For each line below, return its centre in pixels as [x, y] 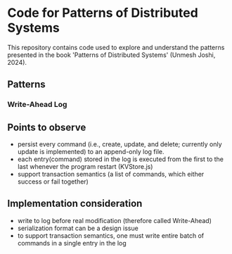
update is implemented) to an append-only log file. [91, 152]
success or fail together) [53, 182]
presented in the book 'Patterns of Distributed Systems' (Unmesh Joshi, [111, 55]
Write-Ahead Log [37, 105]
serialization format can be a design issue [78, 228]
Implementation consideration [75, 204]
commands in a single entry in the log [72, 243]
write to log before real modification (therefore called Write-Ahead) [115, 220]
